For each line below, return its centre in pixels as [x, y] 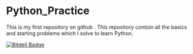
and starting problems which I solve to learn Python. [70, 33]
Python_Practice [48, 11]
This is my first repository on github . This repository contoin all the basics [97, 27]
